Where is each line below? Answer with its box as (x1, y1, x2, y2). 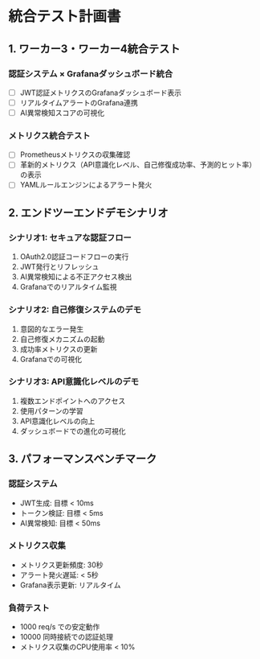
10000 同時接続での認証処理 (19, 632, 114, 642)
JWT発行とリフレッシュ (19, 262, 100, 272)
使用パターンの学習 (19, 406, 84, 415)
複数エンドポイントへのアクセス (19, 396, 126, 406)
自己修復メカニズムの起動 (19, 334, 105, 344)
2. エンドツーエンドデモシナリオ (8, 206, 169, 220)
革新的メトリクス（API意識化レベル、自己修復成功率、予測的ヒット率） (19, 160, 257, 170)
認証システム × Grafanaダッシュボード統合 (8, 68, 173, 79)
